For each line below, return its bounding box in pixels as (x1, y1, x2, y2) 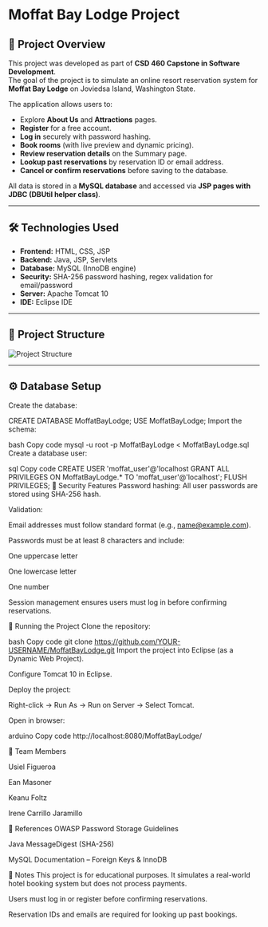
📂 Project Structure (8, 328, 105, 341)
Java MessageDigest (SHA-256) (8, 839, 114, 849)
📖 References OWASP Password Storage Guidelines (8, 824, 179, 834)
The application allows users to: (8, 100, 113, 108)
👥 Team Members (8, 747, 66, 756)
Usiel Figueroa (8, 762, 56, 771)
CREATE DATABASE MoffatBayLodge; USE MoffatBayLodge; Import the (8, 416, 242, 426)
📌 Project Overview (8, 37, 106, 51)
